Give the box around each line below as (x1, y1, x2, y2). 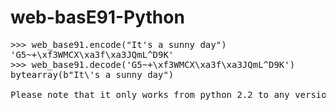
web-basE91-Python (10, 6, 185, 29)
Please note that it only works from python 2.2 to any (10, 89, 290, 100)
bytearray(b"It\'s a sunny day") (10, 69, 175, 80)
